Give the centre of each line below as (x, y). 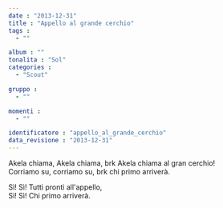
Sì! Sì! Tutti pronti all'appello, (55, 187)
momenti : (25, 111)
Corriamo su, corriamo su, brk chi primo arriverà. (89, 172)
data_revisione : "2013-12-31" (61, 141)
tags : (19, 30)
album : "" (26, 53)
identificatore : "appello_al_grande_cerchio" (87, 133)
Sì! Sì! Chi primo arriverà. (49, 196)
